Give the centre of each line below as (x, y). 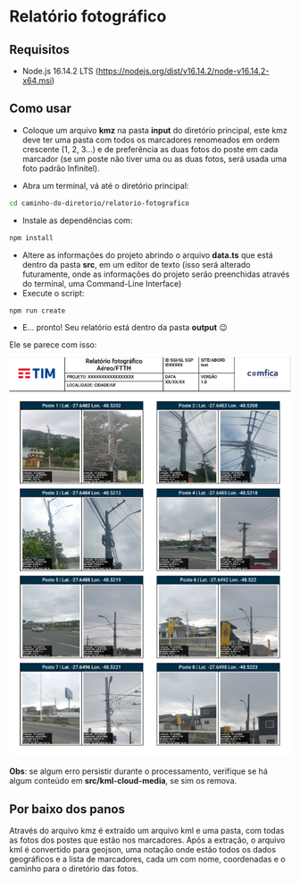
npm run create (37, 311)
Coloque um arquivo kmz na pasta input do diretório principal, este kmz (154, 130)
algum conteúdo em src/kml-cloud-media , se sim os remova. (123, 781)
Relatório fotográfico (88, 17)
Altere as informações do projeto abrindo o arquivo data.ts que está (148, 255)
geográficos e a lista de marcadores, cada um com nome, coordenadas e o (147, 859)
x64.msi (37, 81)
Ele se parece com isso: (53, 345)
